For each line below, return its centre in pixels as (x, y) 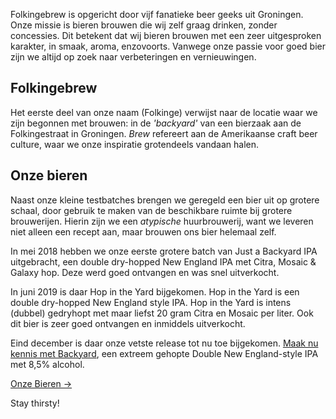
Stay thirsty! (35, 403)
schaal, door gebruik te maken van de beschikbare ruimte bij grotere (151, 210)
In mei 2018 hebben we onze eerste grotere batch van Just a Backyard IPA (164, 251)
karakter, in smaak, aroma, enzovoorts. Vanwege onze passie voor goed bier (168, 46)
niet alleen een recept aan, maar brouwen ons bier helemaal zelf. (143, 231)
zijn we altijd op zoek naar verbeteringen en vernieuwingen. (133, 57)
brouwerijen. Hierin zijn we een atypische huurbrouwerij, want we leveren (162, 221)
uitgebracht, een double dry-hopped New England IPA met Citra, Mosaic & (163, 261)
